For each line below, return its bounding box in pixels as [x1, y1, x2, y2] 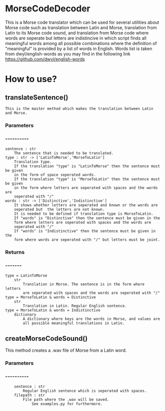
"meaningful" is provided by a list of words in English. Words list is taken [5, 46, 152, 51]
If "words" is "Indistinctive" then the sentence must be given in [14, 228, 156, 234]
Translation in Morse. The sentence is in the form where [23, 282, 145, 287]
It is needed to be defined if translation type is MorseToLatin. [14, 211, 154, 217]
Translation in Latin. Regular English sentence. [23, 304, 127, 309]
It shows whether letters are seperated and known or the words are [14, 203, 158, 208]
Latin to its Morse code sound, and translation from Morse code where [5, 30, 149, 36]
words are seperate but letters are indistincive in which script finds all [5, 35, 147, 41]
